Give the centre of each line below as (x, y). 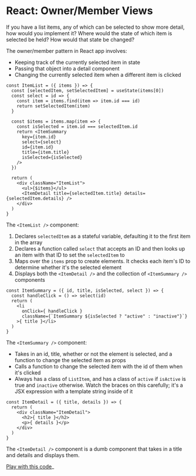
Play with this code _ (30, 466)
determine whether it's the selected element (68, 267)
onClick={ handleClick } (52, 311)
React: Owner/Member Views (80, 11)
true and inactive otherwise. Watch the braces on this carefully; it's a (99, 385)
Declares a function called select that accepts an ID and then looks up (100, 248)
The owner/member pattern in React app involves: (67, 50)
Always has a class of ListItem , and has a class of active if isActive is (100, 379)
